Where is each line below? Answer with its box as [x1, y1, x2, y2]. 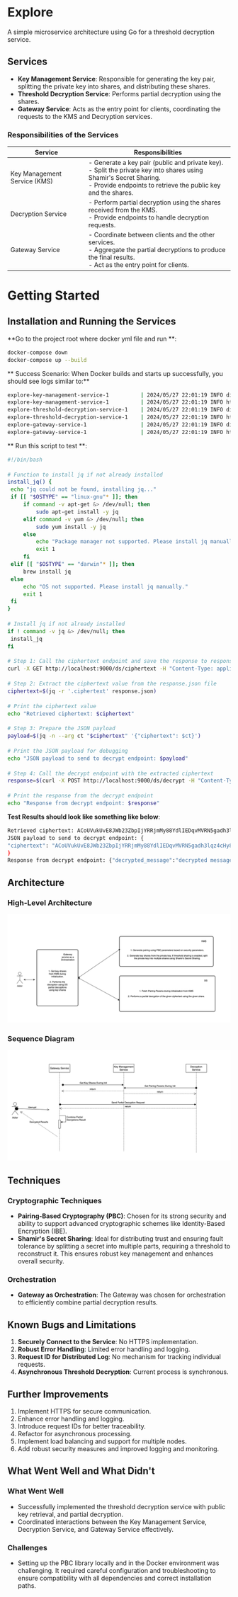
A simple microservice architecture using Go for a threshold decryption [7, 28, 215, 36]
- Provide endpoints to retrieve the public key [88, 181, 221, 189]
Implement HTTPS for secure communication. [17, 1407, 152, 1416]
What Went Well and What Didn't [7, 1465, 156, 1477]
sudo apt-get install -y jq [35, 508, 119, 516]
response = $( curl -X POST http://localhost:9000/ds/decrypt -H [7, 777, 195, 785]
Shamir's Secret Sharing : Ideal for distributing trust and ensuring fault [17, 1234, 224, 1243]
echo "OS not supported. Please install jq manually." [23, 583, 189, 590]
